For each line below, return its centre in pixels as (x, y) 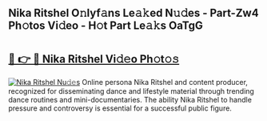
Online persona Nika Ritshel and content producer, (165, 82)
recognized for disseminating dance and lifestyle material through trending (131, 91)
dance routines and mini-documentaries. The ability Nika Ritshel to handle (130, 100)
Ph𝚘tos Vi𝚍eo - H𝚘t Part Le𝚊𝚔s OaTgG (106, 26)
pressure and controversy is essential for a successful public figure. (120, 108)
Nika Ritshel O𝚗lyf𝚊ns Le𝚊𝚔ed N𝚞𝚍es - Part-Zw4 (133, 13)
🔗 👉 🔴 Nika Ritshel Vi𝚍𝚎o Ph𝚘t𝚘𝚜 (94, 59)
